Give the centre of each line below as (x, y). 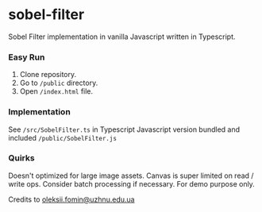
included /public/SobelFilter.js (63, 137)
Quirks (21, 158)
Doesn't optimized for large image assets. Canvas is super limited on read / (131, 175)
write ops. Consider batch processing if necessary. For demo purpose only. (132, 183)
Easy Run (27, 57)
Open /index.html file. (56, 91)
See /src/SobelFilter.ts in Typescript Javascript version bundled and (124, 129)
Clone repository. (48, 75)
